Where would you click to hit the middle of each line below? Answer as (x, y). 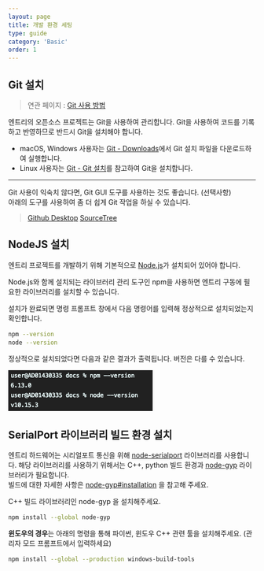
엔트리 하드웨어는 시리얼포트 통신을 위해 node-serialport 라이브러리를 (115, 455)
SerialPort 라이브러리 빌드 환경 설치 (90, 434)
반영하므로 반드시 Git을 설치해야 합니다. (82, 132)
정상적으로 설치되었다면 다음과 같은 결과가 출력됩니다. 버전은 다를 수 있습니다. (126, 358)
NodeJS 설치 (39, 245)
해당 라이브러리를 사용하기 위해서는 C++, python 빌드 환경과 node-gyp (128, 465)
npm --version (31, 334)
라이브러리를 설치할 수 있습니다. (71, 291)
